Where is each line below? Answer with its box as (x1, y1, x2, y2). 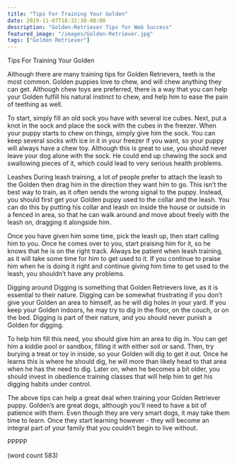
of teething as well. (7, 100, 63, 109)
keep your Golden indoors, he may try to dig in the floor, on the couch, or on (7, 306, 229, 314)
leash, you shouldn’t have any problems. (7, 270, 125, 278)
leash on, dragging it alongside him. (7, 218, 112, 227)
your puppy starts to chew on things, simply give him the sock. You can (7, 129, 216, 138)
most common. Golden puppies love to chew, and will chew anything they (7, 77, 222, 86)
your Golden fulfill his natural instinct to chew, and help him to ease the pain (7, 93, 229, 101)
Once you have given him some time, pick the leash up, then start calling (7, 232, 219, 240)
